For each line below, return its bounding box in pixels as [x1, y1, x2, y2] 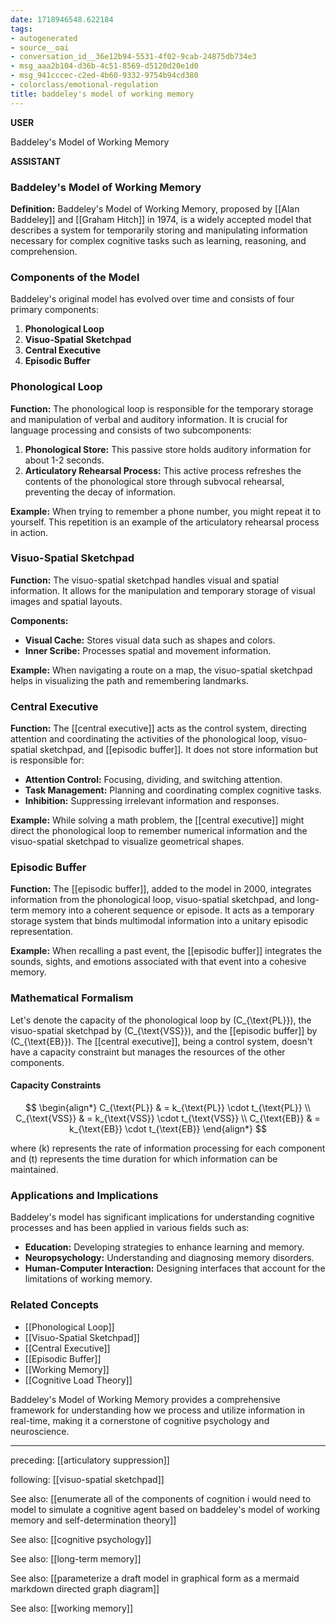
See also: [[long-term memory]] [10, 1552, 142, 1565]
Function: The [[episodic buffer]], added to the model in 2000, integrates [10, 883, 312, 895]
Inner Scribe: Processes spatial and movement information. [24, 644, 272, 656]
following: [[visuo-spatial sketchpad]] [10, 1473, 165, 1485]
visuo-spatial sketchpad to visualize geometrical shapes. [10, 836, 245, 848]
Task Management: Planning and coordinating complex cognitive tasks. [24, 784, 322, 796]
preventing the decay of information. [24, 486, 177, 498]
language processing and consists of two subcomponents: [10, 424, 252, 436]
